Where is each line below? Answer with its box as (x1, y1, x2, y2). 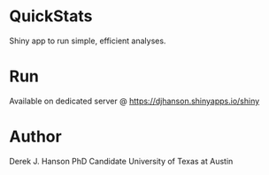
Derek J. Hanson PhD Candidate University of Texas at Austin (9, 156, 234, 166)
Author (9, 126, 62, 147)
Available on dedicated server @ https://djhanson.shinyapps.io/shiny (9, 95, 260, 106)
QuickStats (9, 6, 93, 27)
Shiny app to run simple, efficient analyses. (9, 35, 166, 46)
